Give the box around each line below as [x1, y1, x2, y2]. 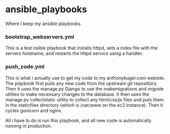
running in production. [5, 123, 52, 129]
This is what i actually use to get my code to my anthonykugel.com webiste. [5, 75, 165, 81]
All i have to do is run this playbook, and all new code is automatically [5, 117, 152, 123]
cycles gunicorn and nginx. [5, 107, 62, 114]
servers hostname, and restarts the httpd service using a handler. [5, 50, 143, 57]
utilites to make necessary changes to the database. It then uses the [5, 91, 150, 97]
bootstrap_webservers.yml [5, 33, 74, 40]
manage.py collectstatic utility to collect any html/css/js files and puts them [5, 96, 164, 103]
